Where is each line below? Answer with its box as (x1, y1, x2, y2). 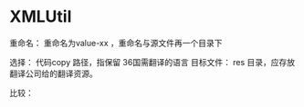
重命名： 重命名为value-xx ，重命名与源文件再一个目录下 (9, 37, 223, 48)
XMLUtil (9, 6, 72, 27)
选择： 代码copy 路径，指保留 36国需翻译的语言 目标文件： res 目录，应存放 (9, 56, 296, 67)
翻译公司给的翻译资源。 (9, 68, 98, 79)
